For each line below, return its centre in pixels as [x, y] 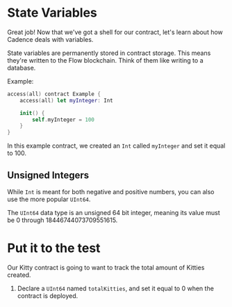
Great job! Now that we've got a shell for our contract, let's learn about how [115, 32]
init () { [32, 113]
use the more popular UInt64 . [49, 199]
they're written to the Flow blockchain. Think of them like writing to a [105, 60]
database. [22, 68]
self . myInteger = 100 [64, 120]
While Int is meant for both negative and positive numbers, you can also [111, 192]
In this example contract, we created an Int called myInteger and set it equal [116, 146]
